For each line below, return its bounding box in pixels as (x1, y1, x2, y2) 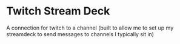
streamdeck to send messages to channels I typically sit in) (6, 30, 155, 37)
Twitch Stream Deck (6, 4, 110, 18)
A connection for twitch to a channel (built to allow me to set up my (6, 24, 174, 31)
